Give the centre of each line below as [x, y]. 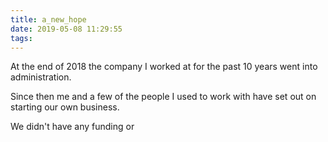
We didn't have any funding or [72, 127]
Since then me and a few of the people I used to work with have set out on [163, 97]
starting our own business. [65, 107]
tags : [21, 38]
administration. [41, 77]
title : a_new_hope [48, 19]
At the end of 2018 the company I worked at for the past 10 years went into [164, 67]
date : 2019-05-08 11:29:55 [66, 29]
